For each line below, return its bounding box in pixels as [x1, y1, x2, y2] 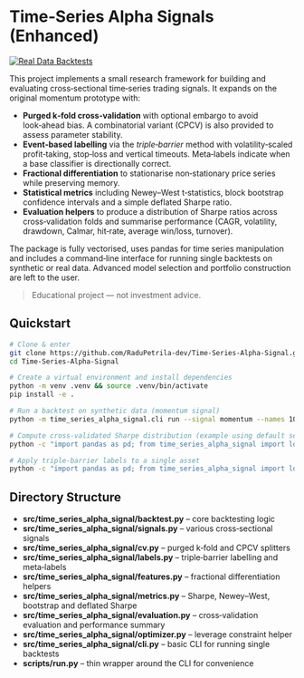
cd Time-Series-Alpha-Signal [9, 356, 119, 366]
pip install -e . [9, 390, 75, 400]
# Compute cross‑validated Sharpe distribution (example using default [9, 431, 285, 441]
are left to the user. [9, 272, 80, 283]
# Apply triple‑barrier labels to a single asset [9, 456, 201, 465]
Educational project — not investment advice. [31, 289, 202, 300]
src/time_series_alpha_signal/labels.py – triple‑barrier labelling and [22, 552, 279, 563]
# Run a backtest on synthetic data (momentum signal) [9, 406, 221, 415]
